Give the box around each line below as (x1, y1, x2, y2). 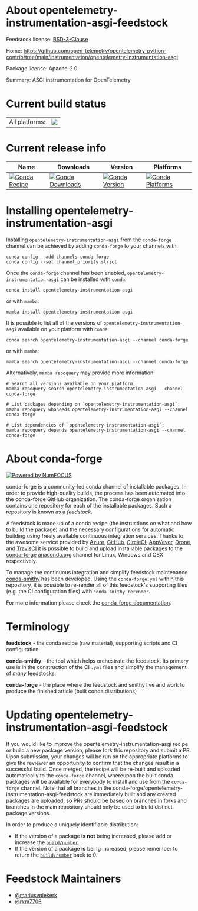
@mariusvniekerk (14, 891, 58, 899)
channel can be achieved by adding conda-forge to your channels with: (6, 242, 179, 249)
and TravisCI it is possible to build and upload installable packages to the (6, 545, 183, 552)
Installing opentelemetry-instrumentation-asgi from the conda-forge (6, 236, 172, 243)
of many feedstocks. (6, 670, 57, 677)
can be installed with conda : (60, 276, 127, 283)
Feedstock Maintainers (6, 872, 121, 885)
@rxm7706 (14, 897, 42, 905)
